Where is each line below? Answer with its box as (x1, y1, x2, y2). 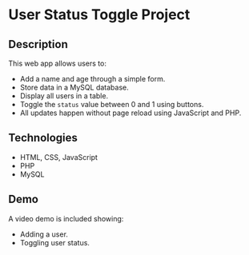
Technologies (8, 131, 78, 145)
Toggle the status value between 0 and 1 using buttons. (19, 100, 204, 109)
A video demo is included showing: (8, 213, 124, 223)
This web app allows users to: (8, 58, 106, 68)
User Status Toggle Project (8, 6, 191, 24)
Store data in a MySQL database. (19, 82, 130, 92)
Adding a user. (19, 229, 68, 239)
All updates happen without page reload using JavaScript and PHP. (19, 108, 242, 118)
